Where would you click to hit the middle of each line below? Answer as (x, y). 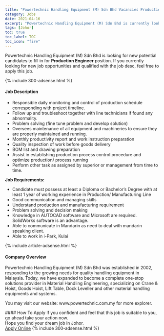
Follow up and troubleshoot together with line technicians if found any (82, 113)
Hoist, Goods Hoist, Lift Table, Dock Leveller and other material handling (78, 288)
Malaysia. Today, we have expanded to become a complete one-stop (74, 278)
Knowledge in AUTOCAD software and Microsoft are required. (74, 215)
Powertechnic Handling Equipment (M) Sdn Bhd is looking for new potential (81, 55)
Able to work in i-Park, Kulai (40, 236)
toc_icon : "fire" (23, 42)
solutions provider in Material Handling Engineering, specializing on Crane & (82, 283)
